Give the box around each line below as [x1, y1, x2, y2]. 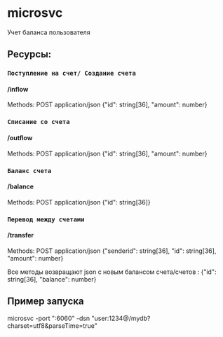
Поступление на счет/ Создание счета [7, 69, 137, 78]
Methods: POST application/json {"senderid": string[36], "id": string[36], [7, 247, 217, 255]
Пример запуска [7, 296, 84, 308]
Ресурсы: [7, 48, 52, 60]
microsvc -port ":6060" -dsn [7, 314, 90, 322]
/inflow [7, 85, 29, 93]
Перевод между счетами [7, 215, 85, 223]
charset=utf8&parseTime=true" [7, 321, 98, 330]
